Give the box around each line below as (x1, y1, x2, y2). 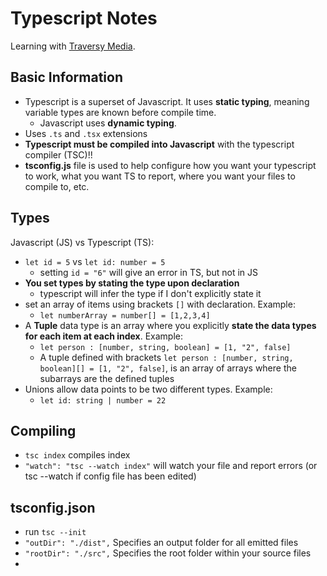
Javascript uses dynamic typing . (39, 117, 177, 129)
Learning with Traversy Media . (10, 40, 136, 52)
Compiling (10, 422, 77, 439)
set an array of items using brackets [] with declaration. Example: (24, 298, 296, 310)
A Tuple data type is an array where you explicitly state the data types (24, 319, 317, 331)
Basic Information (10, 69, 124, 86)
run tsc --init (24, 526, 87, 538)
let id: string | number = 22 (39, 395, 167, 406)
